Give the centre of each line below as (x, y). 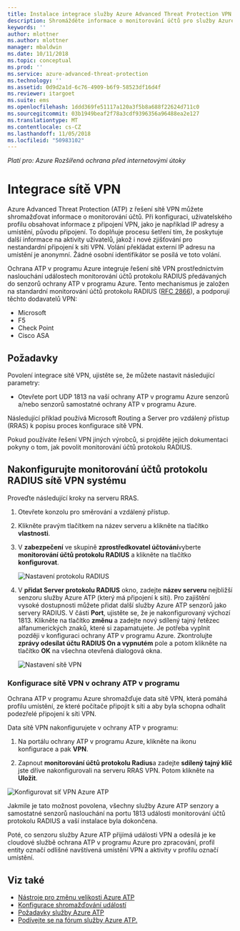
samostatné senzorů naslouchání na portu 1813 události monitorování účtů (116, 813)
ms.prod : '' (25, 67)
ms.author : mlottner (38, 41)
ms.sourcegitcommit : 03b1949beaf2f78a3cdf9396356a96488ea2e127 (104, 114)
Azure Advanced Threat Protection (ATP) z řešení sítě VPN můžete (105, 209)
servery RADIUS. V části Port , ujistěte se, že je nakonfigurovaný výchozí (124, 612)
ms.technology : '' (35, 80)
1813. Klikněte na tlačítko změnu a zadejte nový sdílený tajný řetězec (119, 620)
